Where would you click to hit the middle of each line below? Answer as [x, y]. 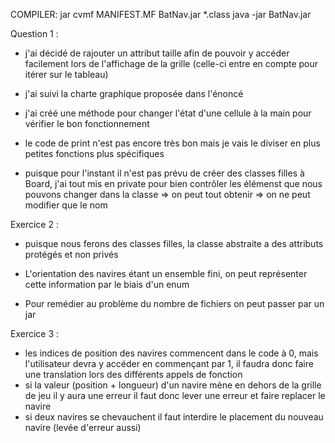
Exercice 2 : [34, 224]
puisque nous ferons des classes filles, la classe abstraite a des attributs [174, 243]
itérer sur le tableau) [66, 74]
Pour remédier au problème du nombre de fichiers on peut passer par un [174, 303]
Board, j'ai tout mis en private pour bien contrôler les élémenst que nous [173, 183]
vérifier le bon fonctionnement [87, 123]
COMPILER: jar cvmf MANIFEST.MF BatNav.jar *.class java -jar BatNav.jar [161, 14]
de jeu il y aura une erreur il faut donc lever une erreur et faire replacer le [175, 395]
